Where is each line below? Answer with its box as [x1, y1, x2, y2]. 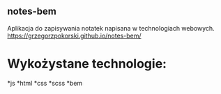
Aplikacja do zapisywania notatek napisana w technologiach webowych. [7, 24, 215, 32]
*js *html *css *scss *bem [7, 79, 83, 87]
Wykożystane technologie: [7, 56, 167, 72]
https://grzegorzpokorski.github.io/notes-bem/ [7, 31, 142, 40]
